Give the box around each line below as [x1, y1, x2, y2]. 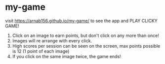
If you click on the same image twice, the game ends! [12, 53, 121, 59]
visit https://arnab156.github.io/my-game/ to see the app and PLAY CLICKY [5, 18, 158, 24]
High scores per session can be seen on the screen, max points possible [12, 43, 161, 49]
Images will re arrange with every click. [12, 37, 92, 43]
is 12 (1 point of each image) [12, 48, 70, 54]
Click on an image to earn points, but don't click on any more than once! [12, 32, 159, 38]
